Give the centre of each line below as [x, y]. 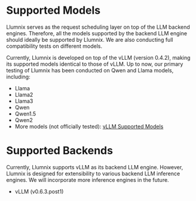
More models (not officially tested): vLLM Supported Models [89, 126]
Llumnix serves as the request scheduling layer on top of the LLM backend [98, 27]
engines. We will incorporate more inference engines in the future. [88, 179]
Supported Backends [60, 151]
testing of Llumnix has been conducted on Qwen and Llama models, [90, 70]
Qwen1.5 [25, 114]
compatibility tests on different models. [54, 46]
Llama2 [24, 95]
